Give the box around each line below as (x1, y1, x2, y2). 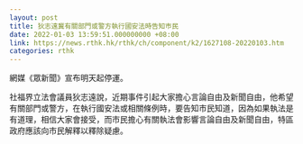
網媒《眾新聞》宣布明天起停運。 (9, 73, 128, 84)
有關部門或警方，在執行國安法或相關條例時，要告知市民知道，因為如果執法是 (9, 103, 294, 113)
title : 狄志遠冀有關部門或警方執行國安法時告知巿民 (9, 22, 179, 31)
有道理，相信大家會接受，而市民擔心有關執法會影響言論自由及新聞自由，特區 (9, 114, 294, 125)
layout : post (9, 13, 59, 22)
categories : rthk (9, 47, 75, 56)
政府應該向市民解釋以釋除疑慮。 (9, 125, 128, 136)
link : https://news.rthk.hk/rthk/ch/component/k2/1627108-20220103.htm (9, 38, 284, 48)
